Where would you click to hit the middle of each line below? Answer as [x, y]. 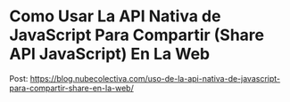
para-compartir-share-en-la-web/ [71, 88]
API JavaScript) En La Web [110, 54]
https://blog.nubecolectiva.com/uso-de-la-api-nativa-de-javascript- [155, 78]
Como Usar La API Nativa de [115, 16]
